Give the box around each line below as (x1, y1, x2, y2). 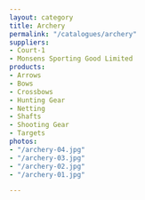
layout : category (9, 12, 74, 22)
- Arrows (9, 71, 42, 80)
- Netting (9, 104, 46, 113)
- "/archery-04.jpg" (9, 145, 86, 154)
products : (9, 63, 46, 72)
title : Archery (9, 21, 66, 30)
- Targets (9, 129, 46, 138)
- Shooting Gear (9, 121, 69, 130)
